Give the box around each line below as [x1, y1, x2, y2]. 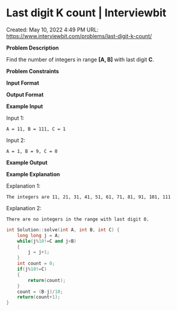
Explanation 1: [6, 182, 41, 190]
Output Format [6, 91, 44, 98]
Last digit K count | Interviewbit [6, 6, 167, 20]
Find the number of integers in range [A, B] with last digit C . [6, 56, 155, 63]
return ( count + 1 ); [17, 294, 61, 300]
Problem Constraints [6, 67, 59, 75]
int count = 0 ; [17, 260, 55, 267]
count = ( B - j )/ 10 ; [17, 289, 63, 295]
